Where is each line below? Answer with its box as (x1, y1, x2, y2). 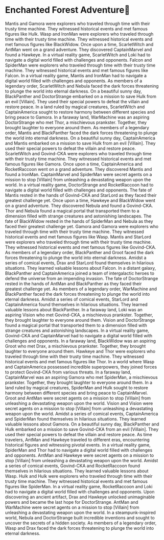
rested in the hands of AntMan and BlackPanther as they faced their (5, 281, 142, 286)
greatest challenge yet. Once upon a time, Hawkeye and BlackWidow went (5, 197, 156, 203)
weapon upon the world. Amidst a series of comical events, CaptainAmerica (5, 411, 158, 417)
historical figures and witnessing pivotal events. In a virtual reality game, (5, 442, 151, 447)
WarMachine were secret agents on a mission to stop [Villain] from (5, 504, 140, 510)
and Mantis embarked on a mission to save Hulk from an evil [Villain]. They (5, 140, 156, 146)
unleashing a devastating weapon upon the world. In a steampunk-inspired (5, 509, 156, 516)
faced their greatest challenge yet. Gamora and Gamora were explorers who (5, 223, 159, 229)
